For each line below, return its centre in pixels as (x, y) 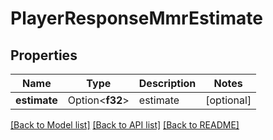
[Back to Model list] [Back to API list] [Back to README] (125, 125)
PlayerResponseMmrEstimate (136, 18)
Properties (44, 55)
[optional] (228, 100)
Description (167, 83)
